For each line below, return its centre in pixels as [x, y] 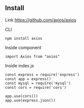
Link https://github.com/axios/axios [41, 20]
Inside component [23, 47]
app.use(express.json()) [30, 100]
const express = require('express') [42, 75]
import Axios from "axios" [32, 56]
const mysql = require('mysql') [38, 83]
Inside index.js [20, 65]
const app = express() [28, 79]
